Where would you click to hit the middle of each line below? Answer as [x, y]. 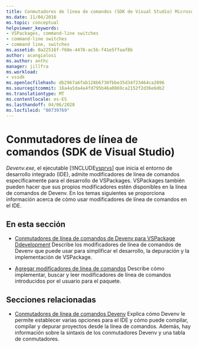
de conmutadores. [37, 339]
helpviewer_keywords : [33, 28]
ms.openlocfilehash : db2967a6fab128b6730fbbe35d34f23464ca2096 [85, 83]
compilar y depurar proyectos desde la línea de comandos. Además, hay [103, 326]
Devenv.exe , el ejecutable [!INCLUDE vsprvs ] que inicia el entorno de [89, 168]
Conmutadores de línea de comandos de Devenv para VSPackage [95, 239]
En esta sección [36, 224]
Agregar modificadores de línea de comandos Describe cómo [90, 269]
